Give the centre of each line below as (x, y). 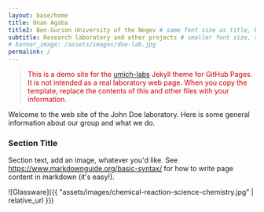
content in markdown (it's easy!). (62, 177)
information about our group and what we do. (82, 123)
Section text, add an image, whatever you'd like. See (93, 160)
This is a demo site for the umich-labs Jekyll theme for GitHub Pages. (140, 74)
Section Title (33, 143)
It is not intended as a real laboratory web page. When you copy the (137, 82)
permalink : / (29, 52)
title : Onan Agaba (38, 23)
